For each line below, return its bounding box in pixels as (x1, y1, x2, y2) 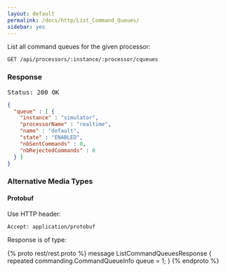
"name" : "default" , (20, 128, 80, 135)
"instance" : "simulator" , (20, 114, 99, 121)
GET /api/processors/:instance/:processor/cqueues (7, 56, 159, 63)
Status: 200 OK (7, 88, 60, 96)
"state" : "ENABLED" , (20, 134, 83, 141)
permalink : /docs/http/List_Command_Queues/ (7, 17, 140, 24)
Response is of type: (7, 236, 67, 244)
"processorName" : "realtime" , (20, 121, 112, 128)
